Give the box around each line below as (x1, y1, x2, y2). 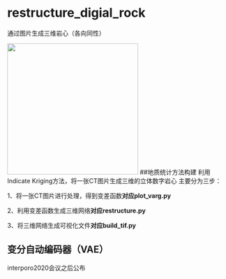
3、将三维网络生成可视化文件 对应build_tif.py (7, 221, 136, 229)
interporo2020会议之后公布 (7, 264, 86, 272)
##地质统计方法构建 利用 (139, 168, 211, 176)
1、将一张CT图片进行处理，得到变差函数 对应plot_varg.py (7, 191, 172, 200)
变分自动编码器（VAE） (7, 243, 109, 256)
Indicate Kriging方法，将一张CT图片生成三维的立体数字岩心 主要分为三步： (7, 176, 222, 185)
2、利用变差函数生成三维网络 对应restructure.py (7, 206, 146, 215)
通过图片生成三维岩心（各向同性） (7, 29, 105, 37)
